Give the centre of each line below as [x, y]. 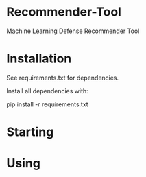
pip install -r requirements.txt [47, 104]
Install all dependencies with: [47, 91]
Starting [30, 132]
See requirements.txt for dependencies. [63, 78]
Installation [39, 59]
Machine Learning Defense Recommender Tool [73, 31]
